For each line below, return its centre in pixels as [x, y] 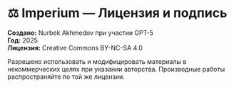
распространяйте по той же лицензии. [66, 77]
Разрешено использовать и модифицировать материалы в [97, 61]
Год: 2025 [22, 40]
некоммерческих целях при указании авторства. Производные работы [116, 69]
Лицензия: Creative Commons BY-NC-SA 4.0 [75, 48]
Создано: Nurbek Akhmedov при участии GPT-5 [80, 33]
